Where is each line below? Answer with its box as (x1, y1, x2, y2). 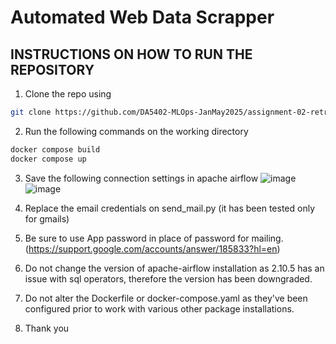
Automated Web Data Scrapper (10, 6, 275, 29)
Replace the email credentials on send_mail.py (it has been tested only (24, 202, 315, 214)
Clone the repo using (24, 88, 112, 100)
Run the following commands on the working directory (24, 125, 249, 137)
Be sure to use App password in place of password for (24, 232, 250, 244)
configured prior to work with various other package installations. (24, 302, 295, 315)
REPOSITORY (10, 61, 95, 78)
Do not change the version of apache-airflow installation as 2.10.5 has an (24, 262, 325, 274)
